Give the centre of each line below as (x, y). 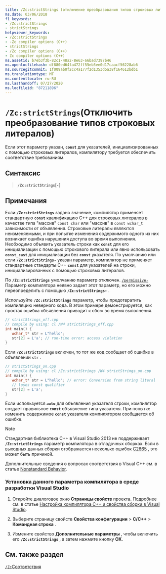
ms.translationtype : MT (30, 74)
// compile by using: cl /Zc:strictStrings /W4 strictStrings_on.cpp (78, 371)
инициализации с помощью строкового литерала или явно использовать (83, 249)
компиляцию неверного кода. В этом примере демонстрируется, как (79, 305)
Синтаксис (23, 173)
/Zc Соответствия (23, 567)
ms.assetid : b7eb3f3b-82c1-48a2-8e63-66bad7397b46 (58, 60)
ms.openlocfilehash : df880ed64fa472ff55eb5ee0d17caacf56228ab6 (72, 65)
